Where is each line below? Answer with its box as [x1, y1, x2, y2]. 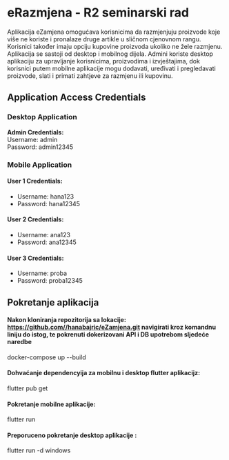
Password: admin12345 [7, 143, 74, 151]
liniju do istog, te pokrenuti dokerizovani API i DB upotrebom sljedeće [7, 330, 209, 339]
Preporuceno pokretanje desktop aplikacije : [7, 431, 137, 439]
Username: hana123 [17, 192, 74, 201]
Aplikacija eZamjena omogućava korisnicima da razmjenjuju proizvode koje [7, 28, 221, 36]
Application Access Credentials [7, 92, 146, 103]
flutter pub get [7, 384, 48, 392]
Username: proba [17, 269, 68, 277]
